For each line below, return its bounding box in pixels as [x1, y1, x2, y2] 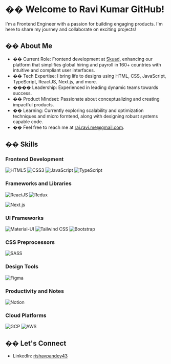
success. [12, 90, 32, 96]
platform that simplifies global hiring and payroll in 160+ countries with [12, 61, 161, 67]
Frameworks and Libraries [5, 180, 72, 187]
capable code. [12, 118, 44, 125]
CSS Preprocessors [5, 238, 55, 245]
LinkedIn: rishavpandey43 [12, 353, 68, 359]
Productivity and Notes [5, 287, 64, 294]
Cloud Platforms [5, 312, 47, 319]
